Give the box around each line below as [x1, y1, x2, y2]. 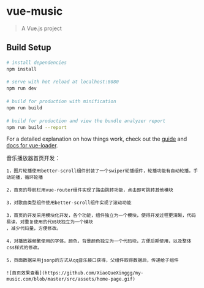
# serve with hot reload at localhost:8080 [6, 79, 119, 85]
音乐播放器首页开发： [6, 155, 60, 162]
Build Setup [6, 42, 51, 53]
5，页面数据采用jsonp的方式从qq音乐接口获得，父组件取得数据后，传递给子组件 [6, 257, 179, 263]
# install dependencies [6, 60, 67, 66]
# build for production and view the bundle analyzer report [6, 118, 166, 124]
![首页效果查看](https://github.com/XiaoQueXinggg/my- [6, 270, 144, 276]
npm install [6, 66, 37, 72]
